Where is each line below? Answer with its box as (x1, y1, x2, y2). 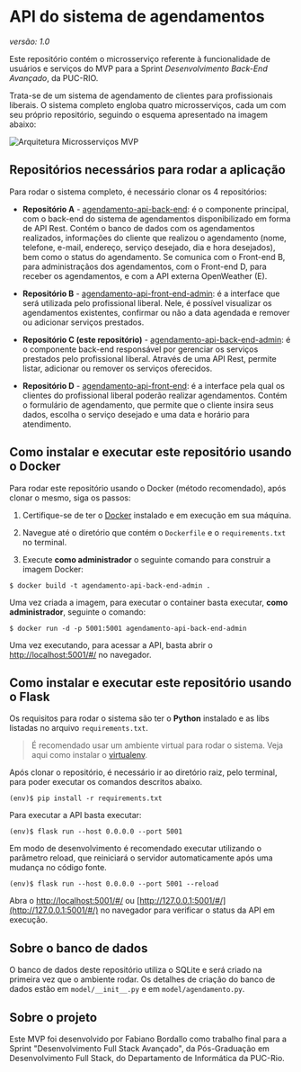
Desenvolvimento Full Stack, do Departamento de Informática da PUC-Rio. (9, 1053, 285, 1063)
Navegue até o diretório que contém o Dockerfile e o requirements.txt (22, 527, 286, 537)
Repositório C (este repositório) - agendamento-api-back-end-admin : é (22, 334, 291, 345)
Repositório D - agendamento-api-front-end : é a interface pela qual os (22, 380, 286, 391)
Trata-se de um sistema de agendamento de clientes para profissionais (9, 90, 273, 101)
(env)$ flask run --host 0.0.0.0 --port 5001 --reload (9, 879, 219, 888)
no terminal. (22, 536, 67, 547)
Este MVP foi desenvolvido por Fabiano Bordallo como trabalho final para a (9, 1033, 288, 1044)
